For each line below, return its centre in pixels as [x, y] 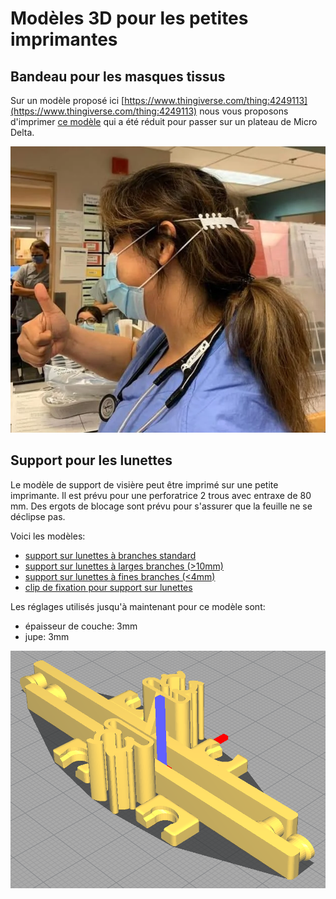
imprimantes [64, 39]
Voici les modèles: [48, 536]
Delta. [22, 132]
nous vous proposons [244, 111]
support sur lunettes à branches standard [110, 555]
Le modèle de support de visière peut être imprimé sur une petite [144, 484]
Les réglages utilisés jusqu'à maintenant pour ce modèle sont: [138, 606]
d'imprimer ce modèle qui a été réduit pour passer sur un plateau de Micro [164, 121]
